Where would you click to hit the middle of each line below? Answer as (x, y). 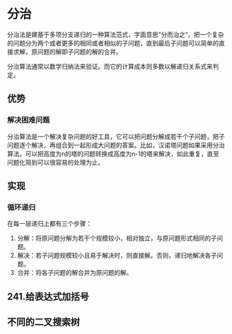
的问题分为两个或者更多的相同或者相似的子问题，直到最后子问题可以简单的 (113, 43)
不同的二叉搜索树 (43, 322)
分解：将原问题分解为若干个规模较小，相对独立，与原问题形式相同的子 (117, 238)
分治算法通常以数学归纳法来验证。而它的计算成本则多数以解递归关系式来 (110, 66)
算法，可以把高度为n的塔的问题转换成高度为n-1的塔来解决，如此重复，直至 (113, 154)
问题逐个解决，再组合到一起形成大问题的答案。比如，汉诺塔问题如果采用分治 (116, 145)
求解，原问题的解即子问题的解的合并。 (67, 52)
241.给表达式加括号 (48, 296)
